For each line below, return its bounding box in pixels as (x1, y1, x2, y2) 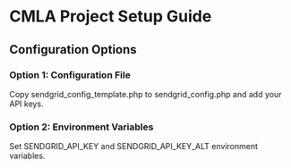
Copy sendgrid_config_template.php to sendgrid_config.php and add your (9, 88, 282, 99)
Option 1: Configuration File (9, 69, 132, 81)
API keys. (9, 98, 44, 109)
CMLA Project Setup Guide (9, 6, 212, 27)
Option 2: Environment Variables (9, 121, 154, 133)
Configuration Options (9, 42, 137, 57)
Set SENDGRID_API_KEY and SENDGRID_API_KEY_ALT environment (9, 141, 258, 152)
